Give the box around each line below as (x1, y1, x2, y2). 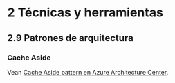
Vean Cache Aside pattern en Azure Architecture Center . (7, 68, 169, 76)
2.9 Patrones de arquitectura (7, 32, 133, 44)
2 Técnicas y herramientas (7, 5, 164, 21)
